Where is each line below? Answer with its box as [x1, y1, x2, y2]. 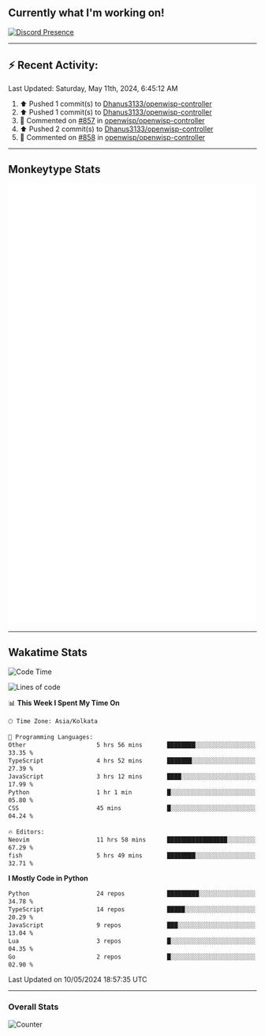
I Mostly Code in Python [8, 873, 88, 883]
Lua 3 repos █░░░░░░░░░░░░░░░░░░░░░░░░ [8, 936, 256, 945]
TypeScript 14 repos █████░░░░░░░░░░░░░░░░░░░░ [8, 905, 256, 914]
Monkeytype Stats [8, 163, 101, 176]
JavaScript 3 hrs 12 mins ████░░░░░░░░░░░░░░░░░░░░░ [8, 772, 256, 781]
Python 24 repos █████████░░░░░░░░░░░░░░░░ [8, 889, 256, 898]
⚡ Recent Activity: [8, 58, 99, 72]
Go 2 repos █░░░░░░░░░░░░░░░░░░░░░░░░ [8, 952, 256, 961]
